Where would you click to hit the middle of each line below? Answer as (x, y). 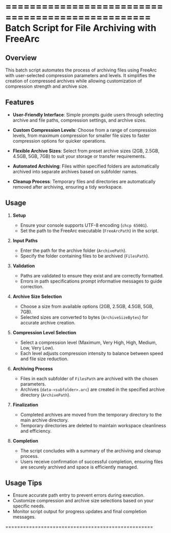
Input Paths (25, 240)
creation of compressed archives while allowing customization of (74, 81)
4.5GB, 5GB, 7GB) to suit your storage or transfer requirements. (79, 156)
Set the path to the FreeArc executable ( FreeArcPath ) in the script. (89, 230)
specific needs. (29, 506)
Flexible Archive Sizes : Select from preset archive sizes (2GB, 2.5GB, (86, 151)
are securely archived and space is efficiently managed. (79, 467)
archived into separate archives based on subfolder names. (75, 171)
